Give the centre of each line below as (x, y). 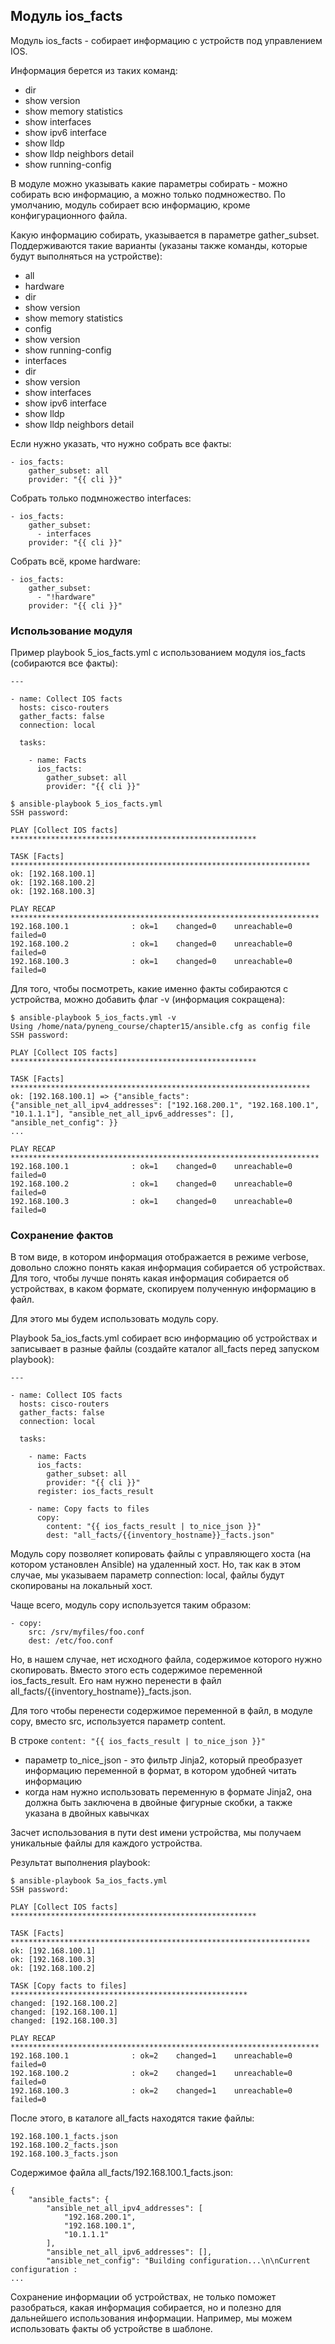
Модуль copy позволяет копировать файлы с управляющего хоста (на (161, 1554)
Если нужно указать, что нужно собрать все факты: (121, 443)
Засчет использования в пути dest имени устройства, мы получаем (156, 1833)
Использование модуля (71, 631)
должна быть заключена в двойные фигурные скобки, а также (158, 1803)
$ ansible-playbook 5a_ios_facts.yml (89, 1881)
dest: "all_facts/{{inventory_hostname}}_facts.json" (160, 1535)
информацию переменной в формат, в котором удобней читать (160, 1771)
